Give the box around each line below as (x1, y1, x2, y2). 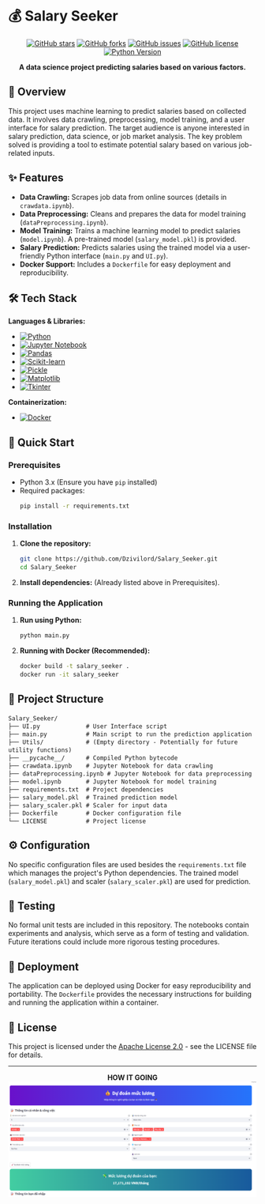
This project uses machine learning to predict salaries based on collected (8, 106, 247, 115)
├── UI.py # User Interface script (8, 722, 168, 730)
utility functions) (8, 745, 73, 754)
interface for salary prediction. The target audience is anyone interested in (8, 123, 250, 132)
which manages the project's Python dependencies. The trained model (8, 868, 239, 878)
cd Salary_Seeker (19, 564, 77, 572)
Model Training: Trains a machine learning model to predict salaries (19, 225, 241, 235)
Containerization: (8, 398, 67, 407)
